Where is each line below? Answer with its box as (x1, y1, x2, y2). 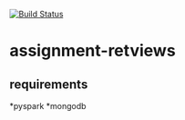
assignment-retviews (9, 41, 176, 61)
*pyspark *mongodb (9, 101, 87, 111)
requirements (9, 76, 88, 92)
